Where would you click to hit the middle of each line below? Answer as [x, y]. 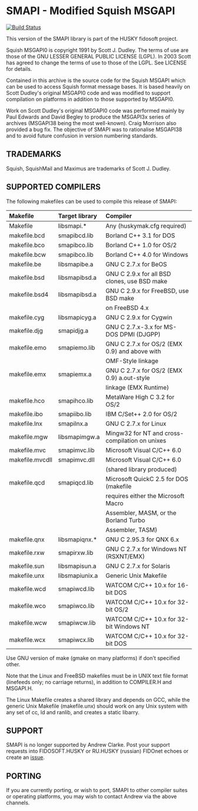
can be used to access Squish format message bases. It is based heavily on [98, 86]
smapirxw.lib [76, 552]
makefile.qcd [27, 482]
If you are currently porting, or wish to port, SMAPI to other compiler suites [97, 790]
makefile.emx [28, 374]
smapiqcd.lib [76, 482]
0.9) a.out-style [128, 378]
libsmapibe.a [76, 264]
